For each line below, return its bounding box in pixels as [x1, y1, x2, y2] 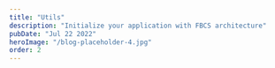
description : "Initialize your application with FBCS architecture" [9, 21, 267, 30]
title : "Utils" [9, 12, 65, 22]
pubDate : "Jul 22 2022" [9, 29, 97, 38]
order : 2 [9, 46, 42, 55]
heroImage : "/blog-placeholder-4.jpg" [9, 37, 152, 47]
